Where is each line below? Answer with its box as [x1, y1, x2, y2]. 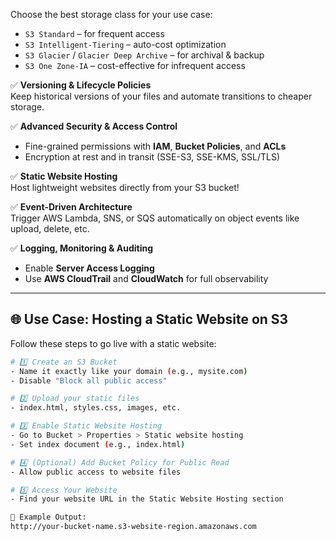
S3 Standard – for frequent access [24, 28, 165, 39]
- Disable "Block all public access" [10, 375, 168, 386]
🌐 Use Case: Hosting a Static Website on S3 [10, 311, 289, 328]
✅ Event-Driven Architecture [10, 201, 133, 213]
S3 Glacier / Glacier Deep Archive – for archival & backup [24, 49, 265, 61]
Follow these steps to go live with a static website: [10, 337, 217, 349]
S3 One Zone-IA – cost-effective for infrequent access [24, 60, 246, 71]
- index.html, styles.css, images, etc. [10, 403, 182, 413]
